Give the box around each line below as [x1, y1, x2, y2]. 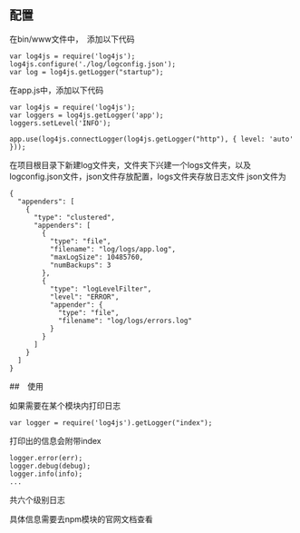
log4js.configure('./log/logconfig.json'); [9, 59, 177, 69]
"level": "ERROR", [49, 292, 120, 301]
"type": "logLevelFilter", [49, 284, 152, 293]
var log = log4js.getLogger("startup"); [9, 67, 165, 76]
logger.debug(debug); [9, 461, 92, 470]
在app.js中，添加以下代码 [9, 84, 104, 95]
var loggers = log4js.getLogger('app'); [9, 111, 165, 120]
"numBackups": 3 [49, 261, 111, 270]
